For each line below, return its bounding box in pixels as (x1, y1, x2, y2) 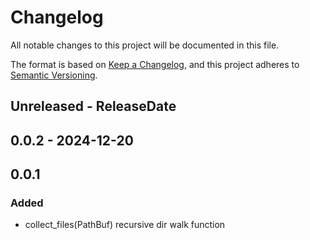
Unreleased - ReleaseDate (10, 98, 177, 115)
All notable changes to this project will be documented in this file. (10, 39, 280, 51)
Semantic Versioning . (10, 69, 98, 81)
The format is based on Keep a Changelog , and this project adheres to (10, 58, 300, 70)
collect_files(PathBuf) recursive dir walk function (24, 219, 226, 231)
